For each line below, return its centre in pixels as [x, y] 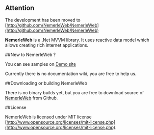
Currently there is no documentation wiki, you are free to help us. [71, 74]
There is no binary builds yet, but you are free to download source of [75, 92]
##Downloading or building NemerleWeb [46, 83]
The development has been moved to [43, 20]
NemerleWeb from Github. [31, 98]
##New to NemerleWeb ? [30, 54]
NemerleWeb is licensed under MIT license [48, 117]
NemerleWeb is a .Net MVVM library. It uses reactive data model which [77, 40]
